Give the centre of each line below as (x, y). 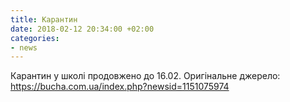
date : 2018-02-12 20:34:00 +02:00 (82, 29)
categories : (35, 38)
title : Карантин (44, 19)
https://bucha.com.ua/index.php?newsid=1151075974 (120, 87)
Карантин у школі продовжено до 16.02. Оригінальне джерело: (145, 76)
